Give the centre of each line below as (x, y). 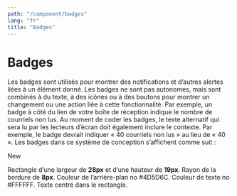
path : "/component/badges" (47, 14)
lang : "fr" (23, 21)
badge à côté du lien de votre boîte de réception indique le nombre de (110, 112)
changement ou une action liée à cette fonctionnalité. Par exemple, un (110, 104)
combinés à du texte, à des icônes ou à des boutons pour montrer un (109, 97)
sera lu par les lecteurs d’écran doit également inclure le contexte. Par (110, 127)
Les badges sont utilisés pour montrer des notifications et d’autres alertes (115, 82)
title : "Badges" (31, 27)
